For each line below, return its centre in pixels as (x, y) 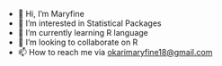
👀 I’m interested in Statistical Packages (89, 23)
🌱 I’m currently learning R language (83, 33)
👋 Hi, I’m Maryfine (51, 14)
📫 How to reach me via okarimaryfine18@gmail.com (115, 52)
